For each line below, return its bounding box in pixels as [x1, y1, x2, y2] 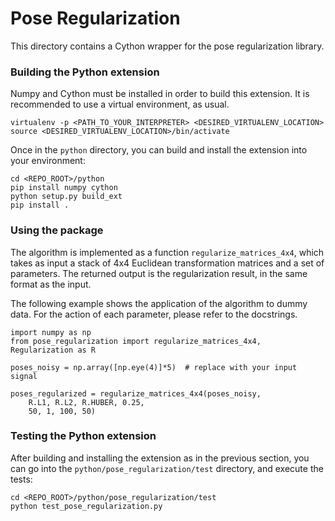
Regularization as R [10, 345, 97, 355]
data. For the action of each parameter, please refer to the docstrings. [10, 308, 298, 320]
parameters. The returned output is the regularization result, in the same [10, 267, 308, 279]
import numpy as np [10, 327, 92, 337]
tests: [10, 473, 33, 485]
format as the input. [10, 278, 92, 290]
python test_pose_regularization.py [10, 501, 163, 511]
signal [10, 371, 38, 381]
